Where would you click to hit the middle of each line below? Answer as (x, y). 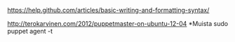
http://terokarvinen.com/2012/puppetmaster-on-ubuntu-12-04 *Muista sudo (118, 23)
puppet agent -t (30, 31)
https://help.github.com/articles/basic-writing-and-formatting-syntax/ (108, 10)
